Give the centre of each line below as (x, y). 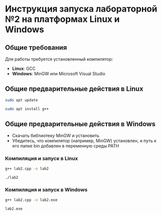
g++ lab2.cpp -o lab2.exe (31, 200)
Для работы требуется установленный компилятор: (59, 59)
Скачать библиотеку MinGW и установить (56, 136)
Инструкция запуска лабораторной (81, 9)
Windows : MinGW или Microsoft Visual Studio (59, 74)
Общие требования (36, 47)
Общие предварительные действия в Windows (80, 124)
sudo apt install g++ (27, 109)
